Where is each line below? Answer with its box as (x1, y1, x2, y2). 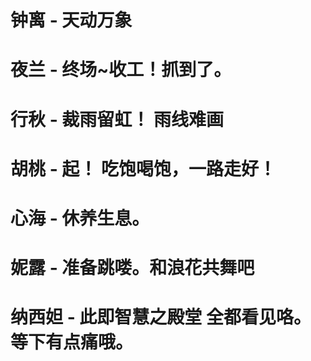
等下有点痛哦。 (10, 331, 134, 354)
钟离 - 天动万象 (10, 9, 133, 32)
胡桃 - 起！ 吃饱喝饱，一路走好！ (10, 157, 277, 180)
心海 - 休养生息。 (10, 207, 150, 230)
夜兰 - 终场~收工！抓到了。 (10, 59, 232, 81)
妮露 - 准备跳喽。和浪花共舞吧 (10, 257, 255, 280)
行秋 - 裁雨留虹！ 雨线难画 (10, 108, 224, 131)
